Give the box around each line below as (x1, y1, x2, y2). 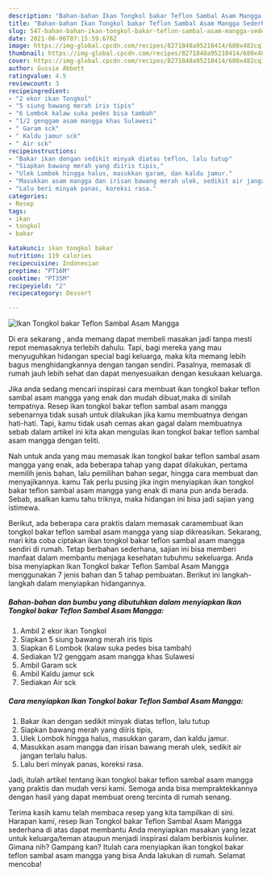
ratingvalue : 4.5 (8, 72, 67, 80)
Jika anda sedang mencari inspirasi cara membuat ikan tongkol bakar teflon (8, 385, 261, 394)
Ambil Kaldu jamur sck (19, 669, 95, 679)
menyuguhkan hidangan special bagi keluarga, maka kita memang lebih (8, 351, 246, 361)
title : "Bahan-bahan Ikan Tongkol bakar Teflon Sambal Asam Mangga (8, 19, 240, 27)
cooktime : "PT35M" (8, 274, 70, 283)
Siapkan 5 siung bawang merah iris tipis (19, 635, 153, 645)
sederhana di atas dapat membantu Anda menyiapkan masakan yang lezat (8, 825, 256, 835)
